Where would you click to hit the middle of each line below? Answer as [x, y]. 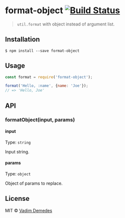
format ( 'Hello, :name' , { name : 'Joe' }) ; [47, 86]
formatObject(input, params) [40, 120]
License [17, 199]
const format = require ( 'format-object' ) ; [49, 77]
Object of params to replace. [34, 183]
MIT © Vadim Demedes [29, 210]
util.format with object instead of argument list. [66, 24]
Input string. [17, 151]
